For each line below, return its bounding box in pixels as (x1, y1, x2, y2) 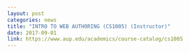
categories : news (7, 17, 57, 23)
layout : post (7, 10, 45, 17)
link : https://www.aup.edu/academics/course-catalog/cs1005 (7, 36, 184, 43)
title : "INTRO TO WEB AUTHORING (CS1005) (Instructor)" (7, 23, 171, 30)
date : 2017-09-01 (7, 29, 57, 36)
